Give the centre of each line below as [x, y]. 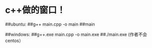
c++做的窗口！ [35, 10]
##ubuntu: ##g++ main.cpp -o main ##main [50, 24]
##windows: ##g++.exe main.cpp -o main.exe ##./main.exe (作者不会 [76, 34]
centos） [14, 41]
